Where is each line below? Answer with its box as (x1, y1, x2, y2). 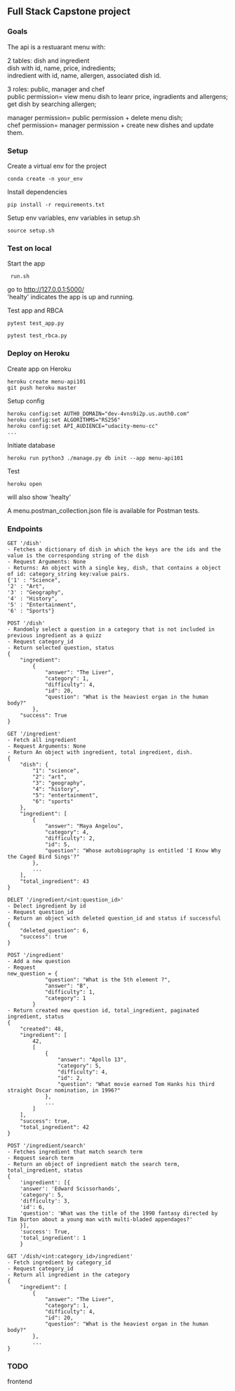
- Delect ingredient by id (7, 902, 86, 909)
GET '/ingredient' (7, 730, 61, 737)
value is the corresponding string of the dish (7, 551, 149, 559)
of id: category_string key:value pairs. (7, 570, 130, 577)
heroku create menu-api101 (7, 378, 86, 385)
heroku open (7, 481, 42, 488)
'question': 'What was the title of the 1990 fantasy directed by (20, 1210, 218, 1217)
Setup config (7, 396, 45, 405)
